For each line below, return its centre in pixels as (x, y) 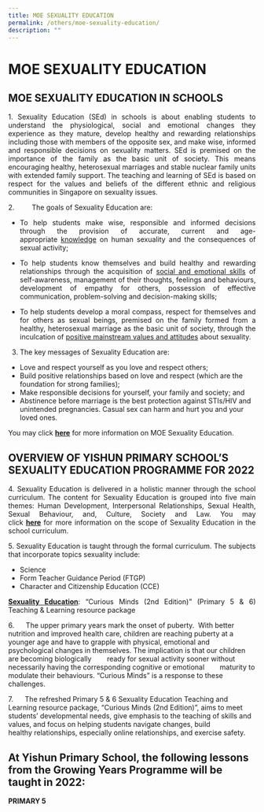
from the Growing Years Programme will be (115, 770)
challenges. (27, 684)
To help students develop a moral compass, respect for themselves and (137, 312)
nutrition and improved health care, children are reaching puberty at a (121, 634)
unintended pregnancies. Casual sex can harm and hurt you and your (132, 410)
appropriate (38, 239)
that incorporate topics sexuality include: (74, 554)
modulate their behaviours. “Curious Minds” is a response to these (116, 676)
